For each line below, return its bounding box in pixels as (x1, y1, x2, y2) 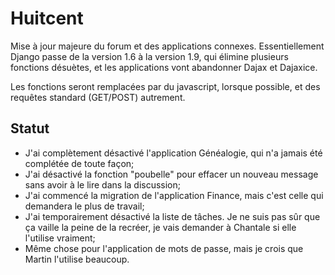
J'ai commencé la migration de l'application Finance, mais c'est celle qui (24, 189, 324, 201)
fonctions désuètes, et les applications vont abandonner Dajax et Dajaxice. (10, 61, 318, 73)
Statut (10, 120, 50, 137)
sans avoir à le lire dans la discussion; (24, 178, 182, 191)
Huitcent (10, 7, 84, 30)
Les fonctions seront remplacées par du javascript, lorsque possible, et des (10, 80, 321, 92)
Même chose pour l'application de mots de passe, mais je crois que (24, 242, 304, 254)
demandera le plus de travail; (24, 200, 145, 212)
